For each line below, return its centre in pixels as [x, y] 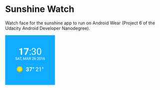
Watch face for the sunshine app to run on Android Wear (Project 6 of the [80, 23]
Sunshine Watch [40, 9]
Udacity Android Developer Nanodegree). [48, 28]
